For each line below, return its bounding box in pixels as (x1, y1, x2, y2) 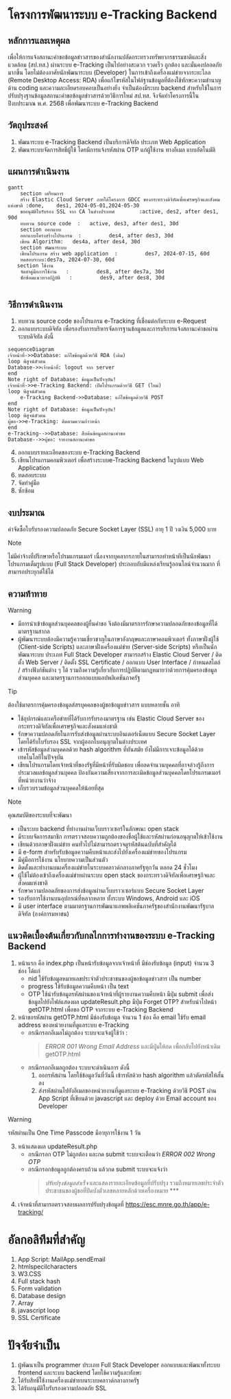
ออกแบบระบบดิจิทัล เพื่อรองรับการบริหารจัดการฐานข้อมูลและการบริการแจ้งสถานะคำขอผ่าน (17, 325, 219, 333)
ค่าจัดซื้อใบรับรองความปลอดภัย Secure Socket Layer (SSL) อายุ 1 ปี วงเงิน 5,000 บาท (8, 525, 217, 534)
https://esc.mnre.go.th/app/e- (125, 1200, 210, 1208)
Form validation (17, 1284, 62, 1293)
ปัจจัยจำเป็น (8, 1338, 60, 1353)
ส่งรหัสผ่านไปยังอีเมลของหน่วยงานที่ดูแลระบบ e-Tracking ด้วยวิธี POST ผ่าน (38, 1086, 217, 1095)
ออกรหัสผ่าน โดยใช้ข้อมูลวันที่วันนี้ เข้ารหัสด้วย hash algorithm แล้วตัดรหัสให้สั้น (38, 1071, 224, 1079)
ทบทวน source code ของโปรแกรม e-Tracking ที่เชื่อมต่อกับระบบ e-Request (17, 317, 206, 326)
